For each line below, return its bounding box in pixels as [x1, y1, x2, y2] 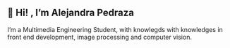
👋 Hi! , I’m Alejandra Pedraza [7, 7, 134, 19]
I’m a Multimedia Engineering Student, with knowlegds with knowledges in [7, 25, 224, 33]
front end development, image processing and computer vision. [7, 33, 193, 41]
